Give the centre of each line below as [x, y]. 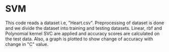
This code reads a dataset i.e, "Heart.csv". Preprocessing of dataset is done [85, 23]
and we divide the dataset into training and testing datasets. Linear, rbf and [84, 28]
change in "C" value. [27, 44]
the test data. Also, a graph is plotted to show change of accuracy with [79, 39]
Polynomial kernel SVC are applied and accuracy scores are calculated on [82, 33]
